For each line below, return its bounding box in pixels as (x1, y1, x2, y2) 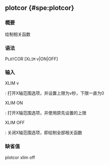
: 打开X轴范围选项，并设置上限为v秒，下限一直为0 (5, 90, 105, 96)
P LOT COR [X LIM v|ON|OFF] (5, 56, 58, 62)
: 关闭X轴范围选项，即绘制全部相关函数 (5, 130, 82, 135)
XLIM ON (5, 100, 23, 106)
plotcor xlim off (5, 154, 35, 160)
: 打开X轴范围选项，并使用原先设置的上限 (5, 110, 87, 116)
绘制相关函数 (5, 31, 30, 37)
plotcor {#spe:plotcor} (5, 4, 74, 12)
